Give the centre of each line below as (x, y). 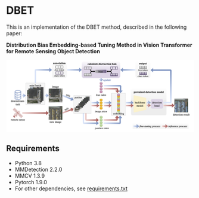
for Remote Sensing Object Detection (53, 51)
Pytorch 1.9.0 (31, 182)
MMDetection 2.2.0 (38, 169)
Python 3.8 (28, 163)
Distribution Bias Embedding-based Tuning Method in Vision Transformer (99, 45)
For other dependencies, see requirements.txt (71, 188)
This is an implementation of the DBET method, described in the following (97, 27)
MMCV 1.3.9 (30, 176)
